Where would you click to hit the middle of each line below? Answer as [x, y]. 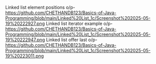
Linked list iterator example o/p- [79, 23]
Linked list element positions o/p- [40, 7]
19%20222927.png [25, 23]
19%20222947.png [25, 40]
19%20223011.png [25, 56]
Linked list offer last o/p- [72, 40]
